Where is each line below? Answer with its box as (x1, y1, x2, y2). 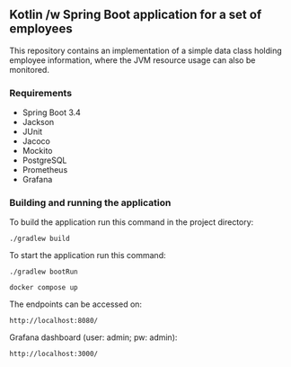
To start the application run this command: (9, 250, 166, 261)
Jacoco (22, 136, 51, 147)
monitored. (9, 64, 49, 75)
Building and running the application (9, 197, 172, 210)
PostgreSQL (22, 155, 67, 166)
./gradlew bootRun (9, 267, 78, 277)
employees (9, 22, 74, 37)
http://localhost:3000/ (9, 350, 99, 359)
